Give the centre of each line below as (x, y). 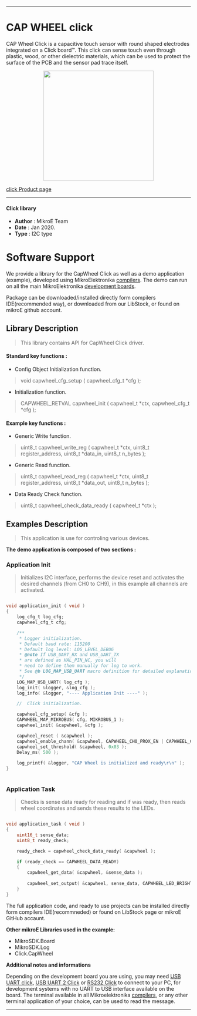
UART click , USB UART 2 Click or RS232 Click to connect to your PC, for (93, 983)
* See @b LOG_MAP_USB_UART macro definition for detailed (91, 671)
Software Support (50, 258)
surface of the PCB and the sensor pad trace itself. (67, 62)
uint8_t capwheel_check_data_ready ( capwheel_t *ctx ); (89, 505)
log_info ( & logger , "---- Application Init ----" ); (82, 693)
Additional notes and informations (48, 965)
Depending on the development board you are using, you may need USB (94, 976)
